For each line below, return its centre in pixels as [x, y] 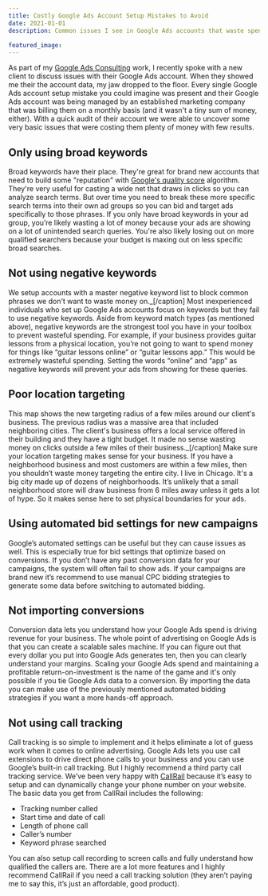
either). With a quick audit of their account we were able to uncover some [129, 119]
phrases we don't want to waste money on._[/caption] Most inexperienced [130, 301]
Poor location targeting [67, 394]
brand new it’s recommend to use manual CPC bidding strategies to [119, 577]
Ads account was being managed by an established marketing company [127, 102]
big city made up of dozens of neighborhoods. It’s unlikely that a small [124, 482]
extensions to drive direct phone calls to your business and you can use [126, 759]
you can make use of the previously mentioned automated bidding [117, 690]
